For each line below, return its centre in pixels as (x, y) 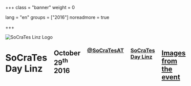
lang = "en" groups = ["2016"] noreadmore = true (57, 17)
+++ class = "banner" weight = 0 (40, 7)
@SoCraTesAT (105, 50)
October (67, 53)
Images (174, 53)
